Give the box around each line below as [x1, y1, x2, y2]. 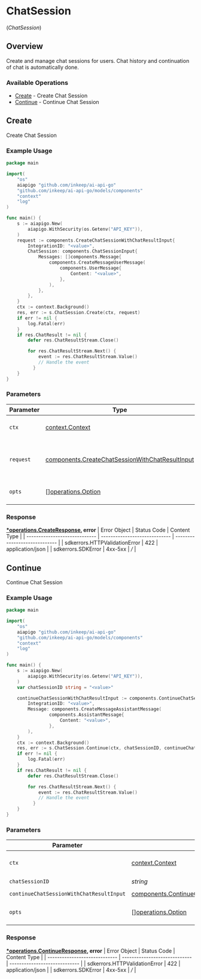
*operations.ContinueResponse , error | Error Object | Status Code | [6, 947, 175, 954]
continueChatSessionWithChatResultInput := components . [17, 695, 160, 701]
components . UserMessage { [59, 265, 121, 272]
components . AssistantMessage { [48, 712, 124, 718]
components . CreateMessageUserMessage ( [48, 260, 146, 266]
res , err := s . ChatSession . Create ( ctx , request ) [17, 310, 141, 316]
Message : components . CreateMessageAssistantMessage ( [28, 706, 162, 712]
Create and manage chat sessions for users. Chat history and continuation [6, 57, 190, 64]
